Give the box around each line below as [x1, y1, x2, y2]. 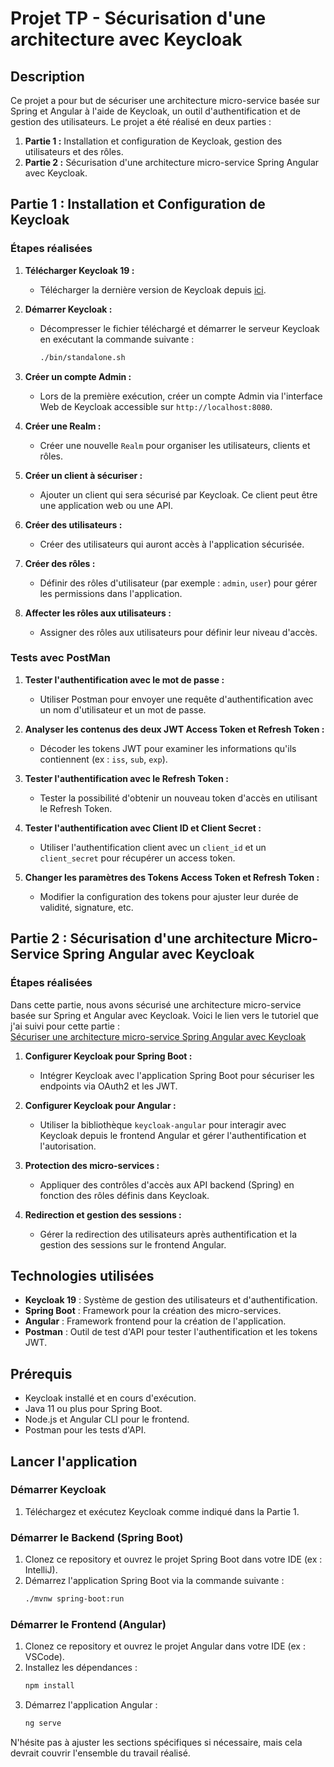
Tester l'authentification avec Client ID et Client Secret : [24, 822, 262, 834]
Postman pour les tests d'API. [24, 1424, 147, 1436]
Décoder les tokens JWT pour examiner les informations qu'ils [39, 742, 297, 754]
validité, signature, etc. [39, 901, 134, 913]
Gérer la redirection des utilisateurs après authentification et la [39, 1228, 297, 1240]
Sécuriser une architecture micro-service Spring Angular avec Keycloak [10, 1030, 307, 1042]
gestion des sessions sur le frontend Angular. [39, 1238, 227, 1251]
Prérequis [10, 1365, 73, 1382]
